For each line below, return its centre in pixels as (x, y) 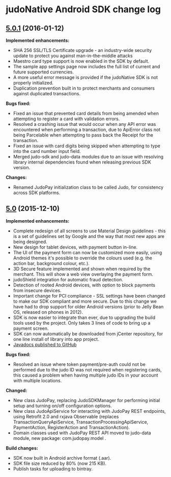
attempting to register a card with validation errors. (66, 119)
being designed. (30, 242)
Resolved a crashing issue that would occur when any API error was (84, 124)
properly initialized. (33, 83)
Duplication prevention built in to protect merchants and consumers (84, 88)
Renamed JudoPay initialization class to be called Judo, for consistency (88, 187)
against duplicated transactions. (47, 94)
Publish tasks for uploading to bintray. (53, 469)
